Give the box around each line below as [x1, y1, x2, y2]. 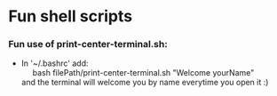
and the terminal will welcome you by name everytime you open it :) [20, 77, 269, 88]
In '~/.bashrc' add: [20, 58, 89, 68]
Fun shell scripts [8, 6, 133, 27]
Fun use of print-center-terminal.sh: [8, 38, 168, 51]
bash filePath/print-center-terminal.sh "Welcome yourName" [32, 68, 255, 78]
